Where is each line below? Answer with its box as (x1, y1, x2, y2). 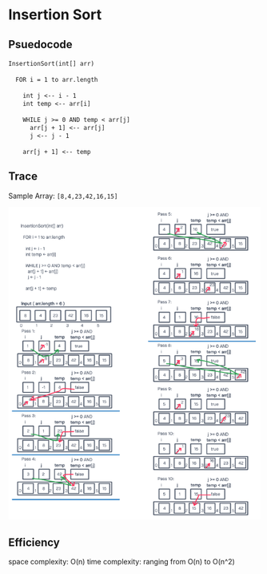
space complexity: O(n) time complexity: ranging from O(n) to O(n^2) (8, 557, 236, 567)
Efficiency (8, 536, 60, 549)
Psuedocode (8, 38, 74, 51)
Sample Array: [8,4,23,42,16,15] (8, 191, 118, 200)
